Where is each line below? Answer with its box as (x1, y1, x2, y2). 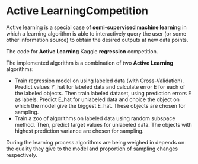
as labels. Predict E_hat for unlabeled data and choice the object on (14, 96, 180, 103)
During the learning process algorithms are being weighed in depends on (6, 139, 185, 146)
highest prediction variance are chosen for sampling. (14, 127, 144, 134)
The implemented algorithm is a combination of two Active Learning (6, 59, 174, 66)
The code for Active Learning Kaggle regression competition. (6, 47, 158, 54)
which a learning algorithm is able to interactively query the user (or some (6, 30, 187, 37)
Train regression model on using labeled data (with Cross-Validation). (14, 77, 184, 84)
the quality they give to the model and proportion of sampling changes (6, 145, 178, 152)
